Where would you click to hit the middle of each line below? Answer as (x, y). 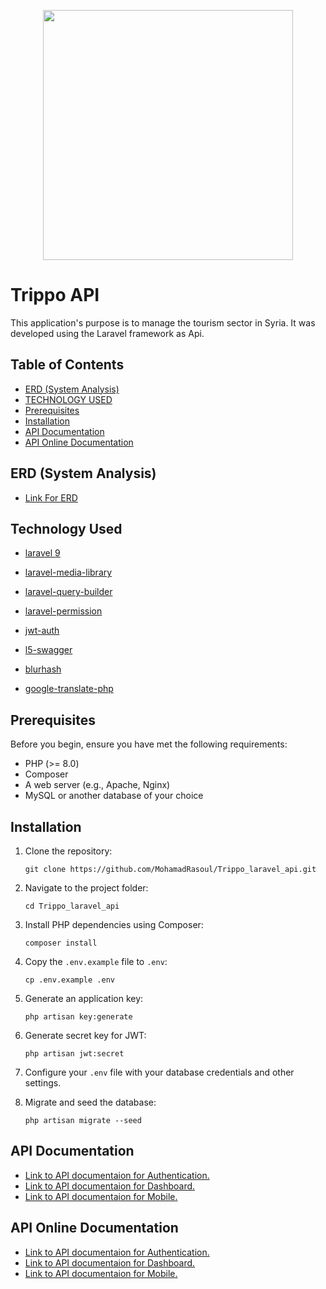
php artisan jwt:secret (74, 1054)
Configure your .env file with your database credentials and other (159, 1072)
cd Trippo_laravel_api (72, 906)
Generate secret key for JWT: (85, 1035)
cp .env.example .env (69, 980)
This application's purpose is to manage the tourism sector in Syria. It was (163, 322)
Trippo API (55, 295)
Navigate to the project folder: (86, 888)
